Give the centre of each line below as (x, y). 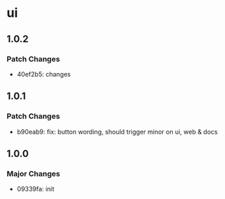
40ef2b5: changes (44, 74)
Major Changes (34, 174)
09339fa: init (35, 189)
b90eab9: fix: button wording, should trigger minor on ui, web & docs (117, 131)
